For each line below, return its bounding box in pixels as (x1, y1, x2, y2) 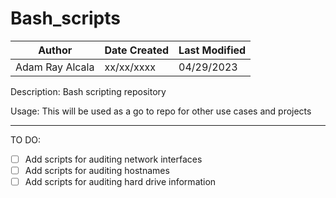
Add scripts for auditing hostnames (24, 165, 170, 176)
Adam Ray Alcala (15, 60, 95, 74)
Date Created (104, 43, 170, 57)
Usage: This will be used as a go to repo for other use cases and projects (10, 105, 312, 117)
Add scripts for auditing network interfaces (24, 153, 203, 165)
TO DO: (10, 133, 42, 146)
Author (38, 43, 73, 57)
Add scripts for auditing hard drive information (24, 176, 217, 188)
